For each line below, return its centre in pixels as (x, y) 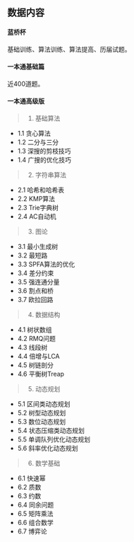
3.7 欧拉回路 (35, 300)
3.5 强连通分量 (38, 282)
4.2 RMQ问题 (37, 339)
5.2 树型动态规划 (42, 413)
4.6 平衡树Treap (41, 374)
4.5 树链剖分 (36, 365)
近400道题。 (26, 83)
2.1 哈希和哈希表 (41, 190)
